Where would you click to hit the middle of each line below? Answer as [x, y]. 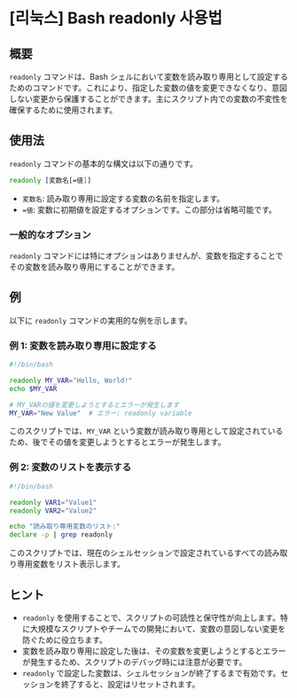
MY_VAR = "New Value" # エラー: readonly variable [101, 413]
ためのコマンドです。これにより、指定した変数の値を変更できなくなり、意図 [148, 88]
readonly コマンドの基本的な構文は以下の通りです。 [103, 163]
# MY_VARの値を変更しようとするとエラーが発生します [94, 404]
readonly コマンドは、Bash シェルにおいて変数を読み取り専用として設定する [149, 77]
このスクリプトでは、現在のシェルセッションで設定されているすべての [137, 553]
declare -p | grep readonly [61, 535]
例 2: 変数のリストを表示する [70, 467]
